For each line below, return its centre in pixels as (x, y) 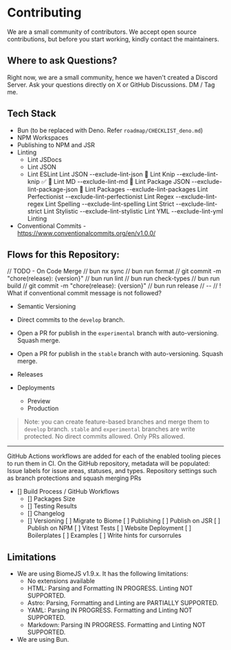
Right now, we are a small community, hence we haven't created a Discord (112, 77)
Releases (30, 375)
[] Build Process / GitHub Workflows (68, 492)
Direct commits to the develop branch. (71, 320)
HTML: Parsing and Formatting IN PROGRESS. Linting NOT (110, 588)
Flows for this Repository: (64, 254)
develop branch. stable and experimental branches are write (110, 429)
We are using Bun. (43, 640)
